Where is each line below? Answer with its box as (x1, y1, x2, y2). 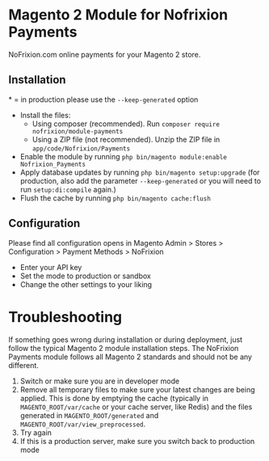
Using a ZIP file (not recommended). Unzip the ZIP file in (32, 134, 221, 144)
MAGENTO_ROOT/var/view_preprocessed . (19, 419, 146, 429)
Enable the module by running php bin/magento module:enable (19, 151, 228, 161)
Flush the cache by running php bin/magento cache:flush (19, 192, 212, 203)
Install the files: (19, 110, 71, 120)
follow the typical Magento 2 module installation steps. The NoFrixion (8, 343, 239, 353)
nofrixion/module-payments (32, 127, 124, 135)
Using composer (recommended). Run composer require (32, 119, 221, 129)
